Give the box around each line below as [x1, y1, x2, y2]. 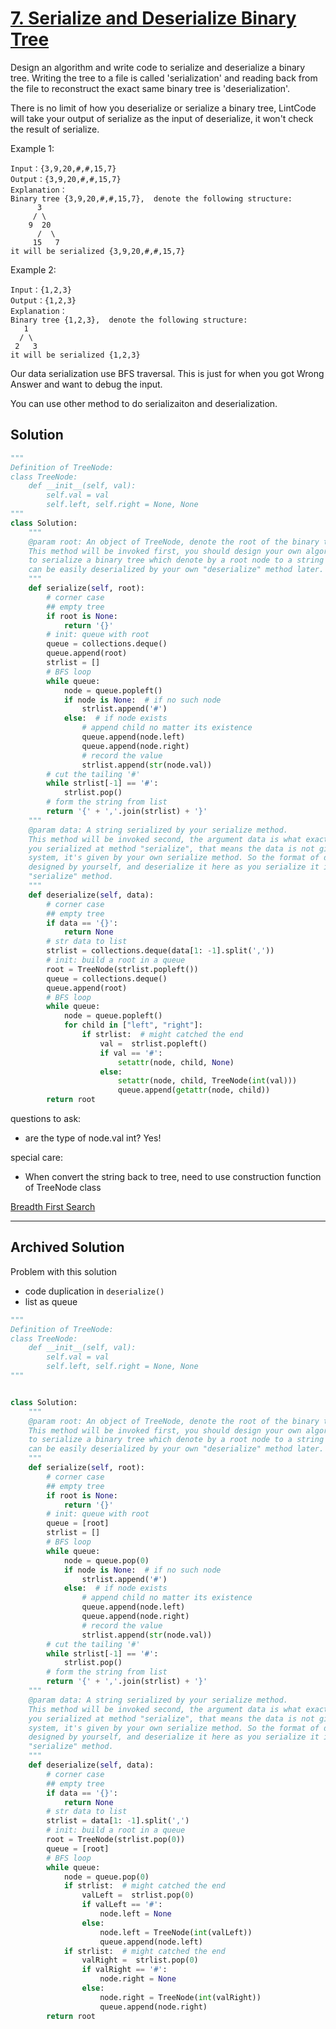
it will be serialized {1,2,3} [10, 350, 141, 360]
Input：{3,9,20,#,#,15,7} [10, 163, 117, 174]
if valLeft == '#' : [81, 1900, 163, 1910]
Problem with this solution [10, 1265, 118, 1277]
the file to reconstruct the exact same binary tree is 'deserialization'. [10, 82, 291, 94]
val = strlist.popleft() [99, 1038, 208, 1049]
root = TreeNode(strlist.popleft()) [46, 964, 199, 974]
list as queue [24, 1295, 78, 1307]
